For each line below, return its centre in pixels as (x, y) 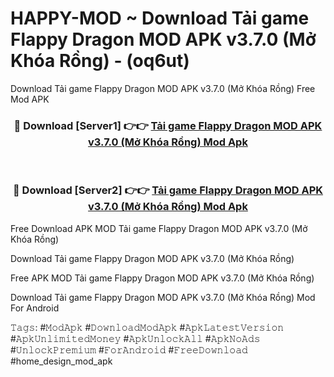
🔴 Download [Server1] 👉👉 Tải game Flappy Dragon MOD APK (168, 125)
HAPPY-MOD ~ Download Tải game (160, 18)
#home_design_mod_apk (61, 361)
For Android (35, 308)
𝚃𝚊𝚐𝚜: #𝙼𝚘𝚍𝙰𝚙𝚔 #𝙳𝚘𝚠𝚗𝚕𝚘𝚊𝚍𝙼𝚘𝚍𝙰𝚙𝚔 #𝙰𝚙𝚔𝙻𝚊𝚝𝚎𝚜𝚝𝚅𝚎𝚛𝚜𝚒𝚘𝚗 (147, 327)
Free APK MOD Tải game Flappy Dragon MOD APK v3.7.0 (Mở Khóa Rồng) (162, 278)
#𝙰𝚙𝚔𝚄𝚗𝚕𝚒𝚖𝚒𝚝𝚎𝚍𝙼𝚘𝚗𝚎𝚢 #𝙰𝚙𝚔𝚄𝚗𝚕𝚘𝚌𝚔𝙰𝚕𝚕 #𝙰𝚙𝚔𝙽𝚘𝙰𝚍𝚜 (135, 338)
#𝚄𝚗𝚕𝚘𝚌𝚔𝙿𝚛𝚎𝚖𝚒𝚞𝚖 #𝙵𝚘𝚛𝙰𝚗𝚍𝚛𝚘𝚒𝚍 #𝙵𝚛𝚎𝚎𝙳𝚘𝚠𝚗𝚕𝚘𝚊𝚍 (129, 349)
